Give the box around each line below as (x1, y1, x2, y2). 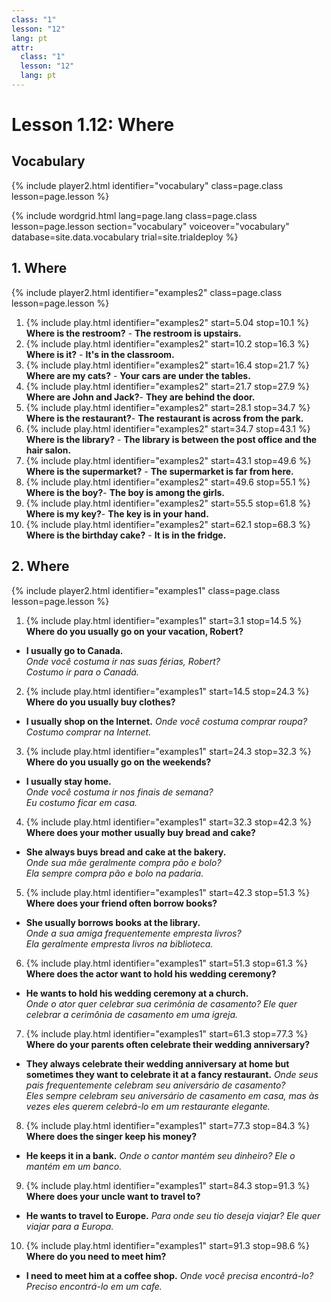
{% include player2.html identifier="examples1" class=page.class (11, 584, 281, 596)
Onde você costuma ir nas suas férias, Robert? (25, 655, 221, 667)
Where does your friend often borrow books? (25, 897, 218, 909)
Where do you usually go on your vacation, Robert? (25, 625, 244, 637)
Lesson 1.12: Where (11, 114, 175, 136)
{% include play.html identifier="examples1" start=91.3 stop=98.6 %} (25, 1239, 310, 1251)
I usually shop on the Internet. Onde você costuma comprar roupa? (25, 715, 308, 727)
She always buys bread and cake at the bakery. (25, 846, 227, 858)
